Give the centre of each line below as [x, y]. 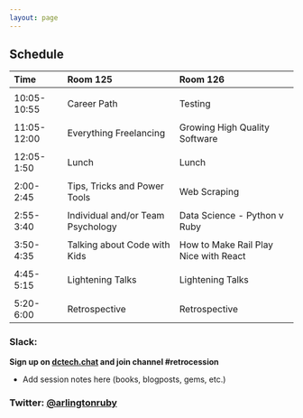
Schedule [37, 55]
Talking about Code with [119, 245]
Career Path [93, 104]
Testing [195, 104]
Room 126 [202, 79]
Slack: [23, 342]
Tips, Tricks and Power [116, 186]
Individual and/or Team [116, 216]
